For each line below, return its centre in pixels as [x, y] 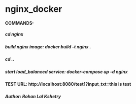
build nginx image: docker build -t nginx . [48, 47]
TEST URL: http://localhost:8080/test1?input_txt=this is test [68, 84]
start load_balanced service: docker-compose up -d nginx [67, 71]
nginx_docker [34, 9]
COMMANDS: [19, 23]
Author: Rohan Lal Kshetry [33, 97]
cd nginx [14, 34]
